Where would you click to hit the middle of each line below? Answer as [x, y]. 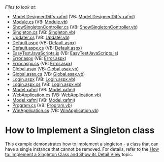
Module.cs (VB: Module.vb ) [40, 22]
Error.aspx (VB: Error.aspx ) [39, 58]
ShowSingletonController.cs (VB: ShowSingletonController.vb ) [75, 27]
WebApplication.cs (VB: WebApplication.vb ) [57, 95]
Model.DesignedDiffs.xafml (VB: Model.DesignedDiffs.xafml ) [74, 16]
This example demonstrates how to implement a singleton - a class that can [82, 144]
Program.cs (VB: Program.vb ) [42, 105]
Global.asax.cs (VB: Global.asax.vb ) [49, 74]
